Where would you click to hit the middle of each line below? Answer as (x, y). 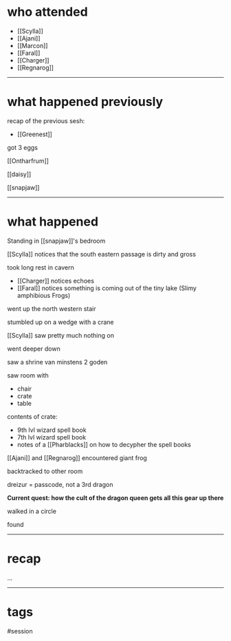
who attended (47, 12)
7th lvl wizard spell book (52, 437)
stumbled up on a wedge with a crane (60, 322)
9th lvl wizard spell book (52, 430)
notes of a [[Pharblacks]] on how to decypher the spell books (104, 444)
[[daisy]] (19, 174)
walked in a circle (32, 511)
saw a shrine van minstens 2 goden (57, 362)
